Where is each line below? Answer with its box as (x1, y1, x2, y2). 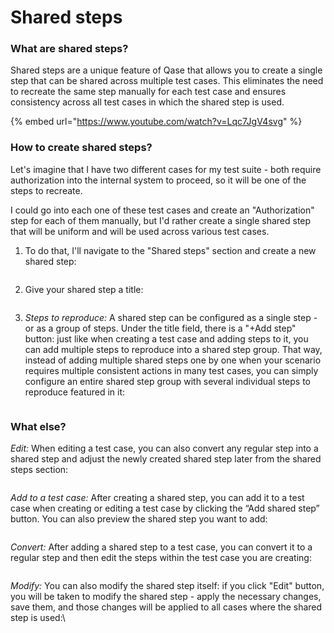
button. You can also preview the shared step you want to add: (10, 513, 268, 525)
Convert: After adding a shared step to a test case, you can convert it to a (10, 541, 313, 553)
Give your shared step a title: (24, 283, 144, 295)
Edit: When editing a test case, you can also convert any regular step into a (10, 442, 319, 455)
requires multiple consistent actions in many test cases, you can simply (24, 364, 319, 376)
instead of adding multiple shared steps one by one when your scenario (24, 354, 322, 366)
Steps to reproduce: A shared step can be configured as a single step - (24, 311, 318, 323)
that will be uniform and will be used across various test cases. (10, 225, 270, 237)
